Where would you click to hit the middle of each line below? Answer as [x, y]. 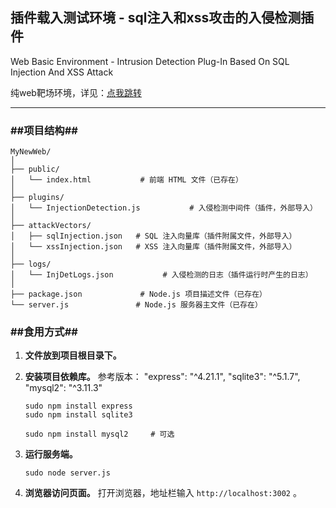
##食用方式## [44, 332]
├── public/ [35, 169]
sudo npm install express [78, 406]
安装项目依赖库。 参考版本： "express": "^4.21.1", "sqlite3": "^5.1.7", [162, 377]
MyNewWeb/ [31, 152]
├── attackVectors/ [51, 226]
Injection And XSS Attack [62, 72]
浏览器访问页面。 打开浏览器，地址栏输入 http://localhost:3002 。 [163, 493]
